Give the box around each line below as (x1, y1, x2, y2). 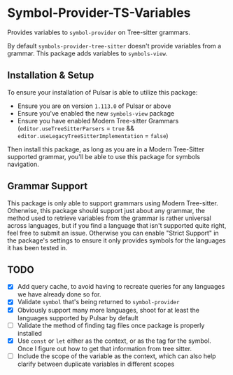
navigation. (7, 160, 40, 168)
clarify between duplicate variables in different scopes (17, 360, 175, 368)
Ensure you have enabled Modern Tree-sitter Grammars (17, 116, 179, 125)
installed (17, 329, 42, 337)
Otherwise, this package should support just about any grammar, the (7, 206, 205, 214)
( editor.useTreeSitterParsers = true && (17, 124, 134, 132)
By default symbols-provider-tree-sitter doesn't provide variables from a (7, 41, 222, 50)
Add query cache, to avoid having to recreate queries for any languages (17, 282, 225, 291)
